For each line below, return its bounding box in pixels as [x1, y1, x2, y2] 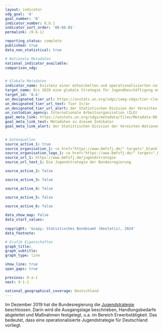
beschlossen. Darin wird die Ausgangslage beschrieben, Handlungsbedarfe [5, 307, 156, 313]
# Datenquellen [5, 137, 36, 142]
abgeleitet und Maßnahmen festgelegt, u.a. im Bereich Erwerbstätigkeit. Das [5, 312, 158, 318]
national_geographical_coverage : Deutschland [5, 288, 98, 293]
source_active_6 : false [5, 204, 53, 209]
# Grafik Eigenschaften [5, 239, 53, 245]
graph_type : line [5, 253, 40, 258]
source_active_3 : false [5, 177, 53, 182]
